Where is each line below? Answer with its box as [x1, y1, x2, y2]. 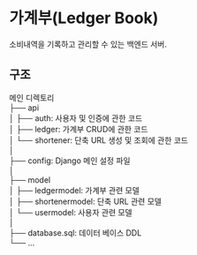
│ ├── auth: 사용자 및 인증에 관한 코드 [9, 112, 143, 124]
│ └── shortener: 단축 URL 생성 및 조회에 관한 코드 [9, 134, 188, 146]
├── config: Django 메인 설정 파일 [9, 155, 131, 166]
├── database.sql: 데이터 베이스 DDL [9, 227, 142, 238]
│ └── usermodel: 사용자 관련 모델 [9, 206, 133, 217]
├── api [9, 102, 40, 113]
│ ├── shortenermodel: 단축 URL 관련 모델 [9, 196, 162, 206]
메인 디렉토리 [9, 92, 55, 102]
